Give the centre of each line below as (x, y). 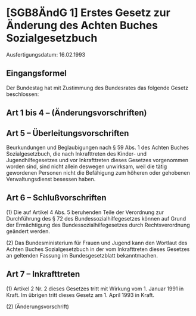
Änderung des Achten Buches (82, 25)
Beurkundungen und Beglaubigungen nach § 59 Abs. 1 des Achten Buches (98, 147)
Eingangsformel (36, 74)
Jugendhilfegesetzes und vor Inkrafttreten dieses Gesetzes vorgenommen (97, 160)
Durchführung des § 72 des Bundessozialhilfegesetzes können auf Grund (96, 218)
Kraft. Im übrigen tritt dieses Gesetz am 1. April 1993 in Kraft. (80, 295)
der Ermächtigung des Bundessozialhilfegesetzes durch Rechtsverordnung (98, 225)
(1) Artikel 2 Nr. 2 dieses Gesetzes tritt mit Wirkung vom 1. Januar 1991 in (95, 289)
